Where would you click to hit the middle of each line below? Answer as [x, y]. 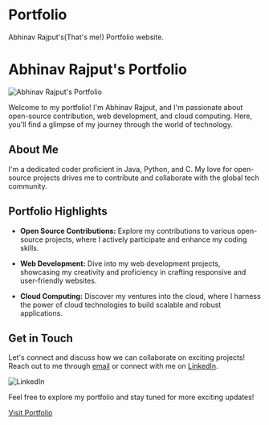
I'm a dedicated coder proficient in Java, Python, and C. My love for [120, 169]
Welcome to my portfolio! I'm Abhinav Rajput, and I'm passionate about [126, 107]
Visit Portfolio [31, 413]
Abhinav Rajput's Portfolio [98, 69]
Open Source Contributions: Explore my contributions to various [127, 231]
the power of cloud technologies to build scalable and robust [120, 304]
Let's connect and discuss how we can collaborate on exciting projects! [127, 358]
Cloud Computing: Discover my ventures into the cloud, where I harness [140, 296]
